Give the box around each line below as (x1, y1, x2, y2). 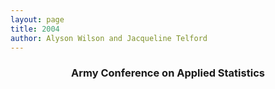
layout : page (10, 14, 65, 25)
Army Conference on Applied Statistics (71, 66, 265, 80)
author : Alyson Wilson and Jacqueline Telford (10, 33, 208, 43)
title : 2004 (10, 24, 60, 34)
